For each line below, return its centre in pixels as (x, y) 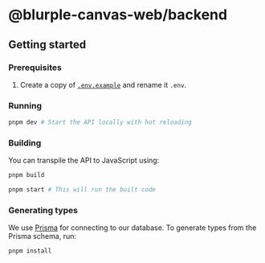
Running (25, 105)
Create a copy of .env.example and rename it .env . (103, 84)
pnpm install (30, 251)
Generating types (43, 211)
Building (25, 142)
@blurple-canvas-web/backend (118, 15)
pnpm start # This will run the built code (82, 190)
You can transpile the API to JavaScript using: (84, 160)
